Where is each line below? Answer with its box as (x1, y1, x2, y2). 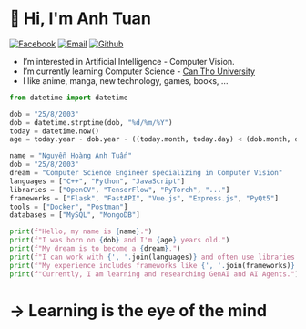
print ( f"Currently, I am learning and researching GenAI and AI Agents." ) (9, 269, 300, 279)
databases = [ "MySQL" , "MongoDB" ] (9, 211, 141, 220)
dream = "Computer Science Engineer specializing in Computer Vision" (9, 169, 283, 178)
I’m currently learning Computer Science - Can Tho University (22, 66, 256, 77)
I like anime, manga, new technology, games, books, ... (22, 75, 229, 86)
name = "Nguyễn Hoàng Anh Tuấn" (9, 151, 132, 160)
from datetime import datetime (9, 93, 128, 102)
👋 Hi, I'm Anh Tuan (9, 8, 152, 29)
